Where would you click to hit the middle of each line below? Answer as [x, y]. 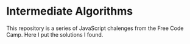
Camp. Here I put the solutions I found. [55, 34]
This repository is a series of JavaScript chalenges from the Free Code [95, 28]
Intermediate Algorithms [70, 11]
